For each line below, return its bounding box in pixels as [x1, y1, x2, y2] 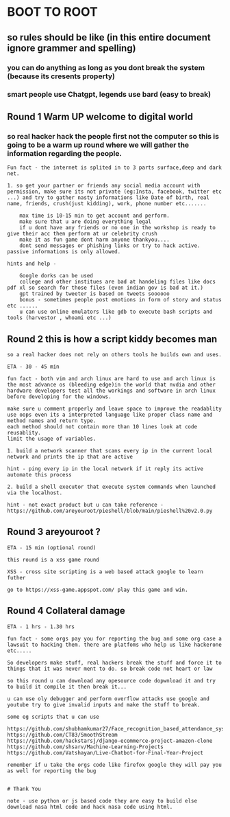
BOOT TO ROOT [7, 4, 98, 20]
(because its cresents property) [7, 71, 115, 81]
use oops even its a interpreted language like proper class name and [7, 411, 213, 418]
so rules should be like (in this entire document [7, 32, 211, 43]
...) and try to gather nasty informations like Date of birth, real [7, 194, 210, 201]
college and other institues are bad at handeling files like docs [19, 279, 216, 286]
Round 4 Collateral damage [7, 605, 125, 617]
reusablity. [7, 429, 41, 436]
